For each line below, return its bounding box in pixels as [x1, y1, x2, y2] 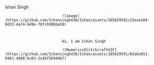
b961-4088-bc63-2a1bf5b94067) [5, 56, 67, 61]
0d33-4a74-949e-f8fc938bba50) [5, 22, 67, 27]
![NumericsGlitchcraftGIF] [62, 48, 117, 52]
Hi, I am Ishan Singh [62, 39, 106, 44]
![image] [62, 14, 80, 18]
